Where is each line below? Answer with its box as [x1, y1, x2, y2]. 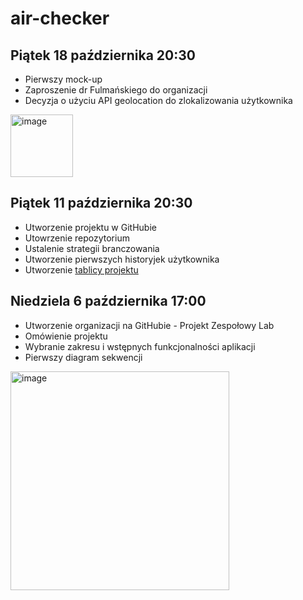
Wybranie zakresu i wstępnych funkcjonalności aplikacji [24, 340, 256, 352]
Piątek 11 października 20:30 [10, 195, 193, 212]
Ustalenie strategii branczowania [24, 242, 160, 254]
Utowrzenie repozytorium [24, 232, 130, 244]
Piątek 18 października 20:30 [10, 47, 196, 64]
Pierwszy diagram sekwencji [24, 351, 143, 363]
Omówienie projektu [24, 330, 108, 342]
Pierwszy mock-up [24, 73, 103, 85]
